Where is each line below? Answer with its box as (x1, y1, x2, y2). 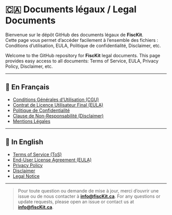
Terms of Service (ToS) (12, 151, 62, 157)
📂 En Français (5, 83, 50, 91)
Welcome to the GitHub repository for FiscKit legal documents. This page (5, 52, 160, 58)
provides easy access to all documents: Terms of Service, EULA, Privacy (5, 58, 159, 64)
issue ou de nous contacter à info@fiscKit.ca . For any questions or (17, 193, 161, 199)
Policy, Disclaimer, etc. (5, 63, 53, 69)
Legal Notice (12, 173, 40, 179)
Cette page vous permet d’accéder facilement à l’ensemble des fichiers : (5, 37, 159, 43)
